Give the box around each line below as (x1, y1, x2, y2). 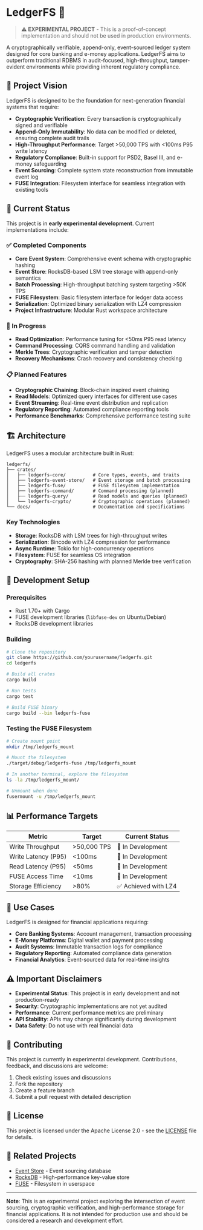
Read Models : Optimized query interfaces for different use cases (14, 393, 178, 400)
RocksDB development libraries (14, 620, 94, 627)
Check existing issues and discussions (14, 1073, 112, 1081)
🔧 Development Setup (6, 575, 90, 585)
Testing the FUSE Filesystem (6, 725, 92, 733)
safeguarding (33, 160, 67, 167)
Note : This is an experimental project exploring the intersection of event (6, 1197, 185, 1205)
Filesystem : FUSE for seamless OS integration (14, 551, 131, 558)
